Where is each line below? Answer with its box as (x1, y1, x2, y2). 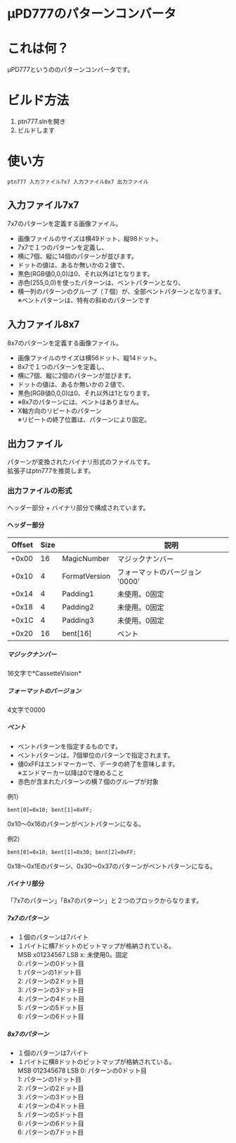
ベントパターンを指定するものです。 (17, 742, 122, 750)
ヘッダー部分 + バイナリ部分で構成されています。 (7, 503, 150, 512)
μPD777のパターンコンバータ (7, 6, 177, 22)
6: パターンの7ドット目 (17, 1127, 84, 1136)
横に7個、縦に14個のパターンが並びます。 (17, 252, 138, 260)
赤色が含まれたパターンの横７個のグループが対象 (17, 777, 159, 786)
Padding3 (62, 615, 95, 625)
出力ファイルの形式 (7, 486, 72, 496)
